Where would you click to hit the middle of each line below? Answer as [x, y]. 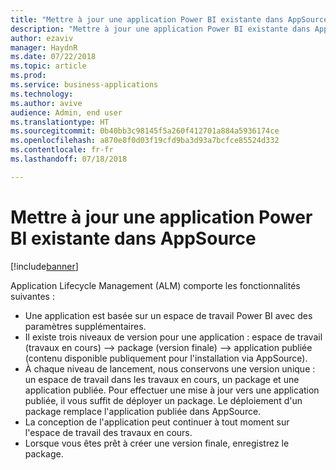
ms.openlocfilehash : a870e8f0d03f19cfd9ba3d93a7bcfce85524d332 [145, 141]
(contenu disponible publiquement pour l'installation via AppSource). [166, 358]
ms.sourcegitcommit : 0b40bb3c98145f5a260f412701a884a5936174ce [145, 131]
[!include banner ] [44, 266]
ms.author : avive [46, 103]
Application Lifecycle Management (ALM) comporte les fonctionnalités [155, 285]
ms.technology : [42, 94]
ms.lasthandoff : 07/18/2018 [69, 159]
